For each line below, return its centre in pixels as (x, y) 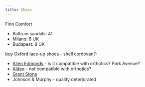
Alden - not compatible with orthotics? (52, 69)
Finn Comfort (19, 24)
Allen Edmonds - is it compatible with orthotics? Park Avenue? (76, 63)
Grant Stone (25, 74)
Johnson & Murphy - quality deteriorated (54, 79)
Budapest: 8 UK (28, 44)
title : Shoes (19, 10)
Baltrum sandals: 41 (32, 33)
